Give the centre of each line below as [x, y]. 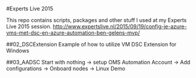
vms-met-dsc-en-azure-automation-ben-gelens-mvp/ [73, 33]
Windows [18, 51]
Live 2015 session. [29, 26]
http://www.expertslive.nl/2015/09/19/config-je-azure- [120, 26]
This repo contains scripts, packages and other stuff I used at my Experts [97, 20]
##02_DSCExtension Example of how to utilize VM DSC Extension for [91, 44]
